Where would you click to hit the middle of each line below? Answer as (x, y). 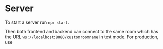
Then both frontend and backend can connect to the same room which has (82, 31)
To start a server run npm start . (37, 22)
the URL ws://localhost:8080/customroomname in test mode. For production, (82, 37)
